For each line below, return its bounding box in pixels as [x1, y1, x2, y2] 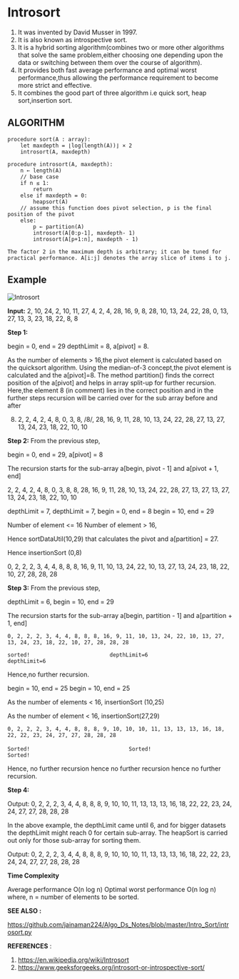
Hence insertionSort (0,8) [7, 548, 82, 557]
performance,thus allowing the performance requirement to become [17, 73, 219, 82]
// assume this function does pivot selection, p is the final [20, 204, 213, 211]
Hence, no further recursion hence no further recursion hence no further [7, 764, 221, 773]
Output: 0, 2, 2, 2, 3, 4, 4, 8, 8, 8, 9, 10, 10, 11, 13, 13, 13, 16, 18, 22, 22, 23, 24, [7, 799, 232, 808]
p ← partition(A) [33, 223, 84, 230]
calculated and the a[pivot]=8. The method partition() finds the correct [7, 370, 215, 379]
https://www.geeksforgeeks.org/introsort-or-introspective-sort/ [17, 963, 205, 971]
